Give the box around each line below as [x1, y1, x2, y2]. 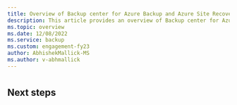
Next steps [7, 86, 56, 99]
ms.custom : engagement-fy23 [7, 43, 90, 50]
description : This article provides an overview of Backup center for [7, 17, 219, 24]
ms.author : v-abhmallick [7, 56, 80, 63]
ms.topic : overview [7, 23, 65, 30]
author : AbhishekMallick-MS [7, 50, 90, 57]
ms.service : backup [7, 37, 65, 44]
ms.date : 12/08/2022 [7, 30, 68, 37]
